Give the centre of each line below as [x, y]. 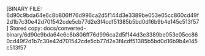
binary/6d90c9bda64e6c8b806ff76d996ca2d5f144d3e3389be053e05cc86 [102, 35]
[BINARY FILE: [24, 9]
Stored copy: [26, 28]
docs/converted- [65, 28]
